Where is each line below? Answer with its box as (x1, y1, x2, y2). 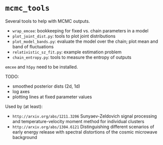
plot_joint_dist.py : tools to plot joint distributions (12, 33, 115, 39)
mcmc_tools (5, 3, 50, 13)
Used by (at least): (5, 103, 43, 109)
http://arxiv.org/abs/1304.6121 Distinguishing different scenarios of (12, 124, 155, 130)
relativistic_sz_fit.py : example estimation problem (12, 49, 122, 55)
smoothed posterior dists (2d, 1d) (12, 83, 80, 89)
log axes (12, 88, 30, 94)
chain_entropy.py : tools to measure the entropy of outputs (12, 54, 132, 60)
